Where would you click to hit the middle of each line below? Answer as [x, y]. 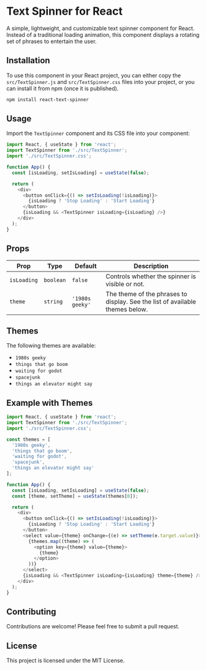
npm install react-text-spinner [48, 99]
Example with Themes [50, 403]
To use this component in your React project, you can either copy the [93, 75]
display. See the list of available [151, 302]
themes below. [127, 309]
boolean [55, 280]
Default [86, 266]
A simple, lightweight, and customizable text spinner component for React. [101, 28]
